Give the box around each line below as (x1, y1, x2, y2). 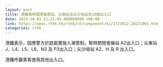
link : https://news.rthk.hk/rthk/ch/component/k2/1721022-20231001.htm (5, 21, 158, 26)
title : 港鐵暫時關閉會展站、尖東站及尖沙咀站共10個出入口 (5, 12, 111, 17)
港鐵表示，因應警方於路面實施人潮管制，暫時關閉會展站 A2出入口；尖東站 (5, 40, 157, 46)
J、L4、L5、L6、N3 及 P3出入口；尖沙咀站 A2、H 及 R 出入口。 (5, 46, 138, 52)
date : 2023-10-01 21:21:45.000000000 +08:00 (5, 16, 100, 21)
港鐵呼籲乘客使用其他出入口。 (5, 57, 67, 63)
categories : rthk (5, 26, 42, 31)
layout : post (5, 7, 33, 12)
